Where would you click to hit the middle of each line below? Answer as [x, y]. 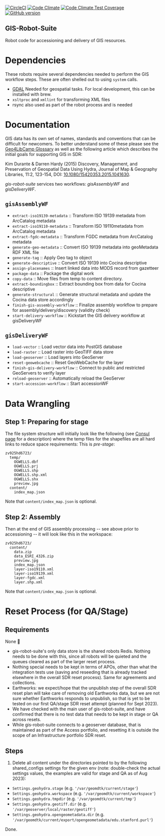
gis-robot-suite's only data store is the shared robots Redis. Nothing [81, 651]
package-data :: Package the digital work [53, 273]
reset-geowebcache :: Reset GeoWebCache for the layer [68, 363]
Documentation [38, 124]
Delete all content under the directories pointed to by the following [79, 763]
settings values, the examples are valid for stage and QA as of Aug [80, 773]
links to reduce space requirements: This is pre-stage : [60, 444]
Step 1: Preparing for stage [47, 421]
